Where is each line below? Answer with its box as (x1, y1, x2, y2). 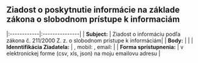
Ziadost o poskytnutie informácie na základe (6, 5, 180, 15)
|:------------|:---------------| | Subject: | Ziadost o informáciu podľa (6, 30, 181, 38)
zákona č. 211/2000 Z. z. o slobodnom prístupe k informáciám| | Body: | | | (6, 36, 194, 44)
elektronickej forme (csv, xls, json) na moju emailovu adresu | (6, 50, 161, 57)
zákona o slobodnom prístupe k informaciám (6, 15, 180, 25)
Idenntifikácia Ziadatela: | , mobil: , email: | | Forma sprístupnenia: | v (6, 43, 184, 50)
